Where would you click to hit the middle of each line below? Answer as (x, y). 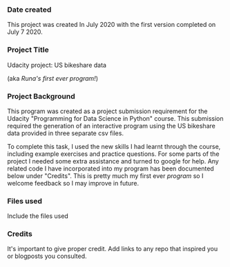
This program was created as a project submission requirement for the (107, 111)
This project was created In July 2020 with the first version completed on (112, 25)
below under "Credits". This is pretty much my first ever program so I (105, 176)
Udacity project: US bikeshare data (57, 65)
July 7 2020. (25, 32)
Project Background (41, 96)
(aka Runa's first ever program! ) (53, 78)
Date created (29, 10)
